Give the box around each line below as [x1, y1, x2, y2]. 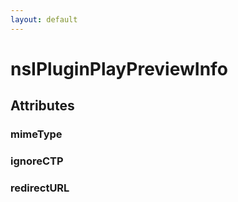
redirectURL [10, 181, 70, 195]
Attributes [10, 97, 75, 115]
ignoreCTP [10, 154, 64, 168]
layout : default [10, 14, 78, 25]
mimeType [10, 127, 63, 141]
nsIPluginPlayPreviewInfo [10, 57, 228, 80]
